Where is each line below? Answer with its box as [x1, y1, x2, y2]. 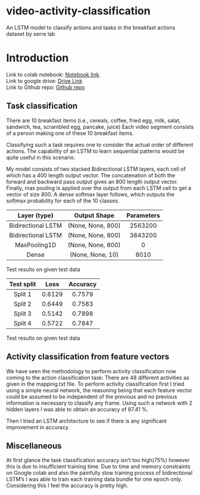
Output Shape [74, 211, 115, 219]
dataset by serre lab [6, 30, 55, 37]
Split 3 [13, 309, 32, 318]
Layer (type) [17, 211, 54, 219]
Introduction [6, 51, 69, 65]
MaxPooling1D [14, 241, 57, 249]
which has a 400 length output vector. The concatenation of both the [6, 171, 176, 179]
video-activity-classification [6, 4, 151, 18]
